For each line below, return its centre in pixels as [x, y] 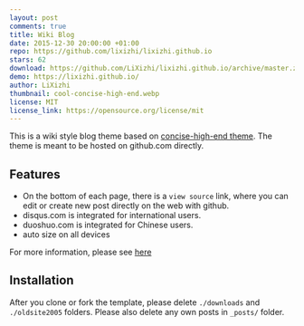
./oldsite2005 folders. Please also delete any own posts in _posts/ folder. [147, 312]
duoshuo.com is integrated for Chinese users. [108, 225]
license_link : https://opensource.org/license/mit [107, 110]
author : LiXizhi [40, 85]
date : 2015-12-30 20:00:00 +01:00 [75, 43]
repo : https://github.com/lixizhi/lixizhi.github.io [111, 52]
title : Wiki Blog [42, 34]
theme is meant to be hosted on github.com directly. [107, 146]
